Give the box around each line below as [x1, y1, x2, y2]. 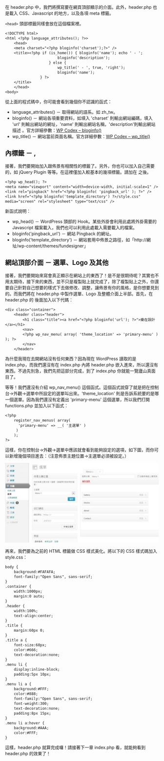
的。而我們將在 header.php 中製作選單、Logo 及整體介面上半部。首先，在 [5, 291, 153, 297]
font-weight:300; [14, 701, 49, 706]
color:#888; [14, 692, 38, 697]
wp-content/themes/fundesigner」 [18, 243, 88, 249]
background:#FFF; [14, 687, 49, 692]
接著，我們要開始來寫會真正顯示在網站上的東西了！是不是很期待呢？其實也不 [5, 272, 159, 278]
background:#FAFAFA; [14, 570, 56, 575]
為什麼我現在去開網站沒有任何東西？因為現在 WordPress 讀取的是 [5, 356, 137, 361]
